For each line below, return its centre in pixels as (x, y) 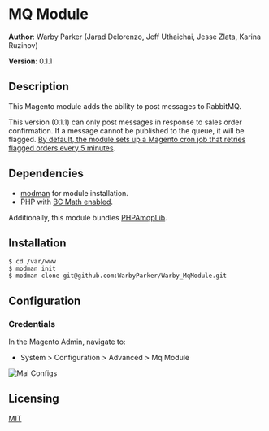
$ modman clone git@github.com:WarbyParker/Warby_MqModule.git (118, 276)
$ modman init (33, 269)
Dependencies (46, 174)
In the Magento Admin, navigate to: (67, 342)
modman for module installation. (74, 193)
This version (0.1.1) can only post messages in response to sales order (125, 122)
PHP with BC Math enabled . (67, 202)
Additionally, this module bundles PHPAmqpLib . (88, 217)
